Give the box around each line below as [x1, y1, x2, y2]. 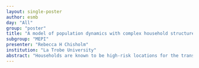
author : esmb [6, 14, 38, 20]
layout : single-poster [6, 8, 62, 15]
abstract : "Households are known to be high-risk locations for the [6, 53, 179, 59]
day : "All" [6, 20, 33, 25]
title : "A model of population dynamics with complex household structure [6, 31, 195, 37]
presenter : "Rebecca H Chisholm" [6, 42, 89, 48]
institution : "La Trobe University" [6, 47, 97, 53]
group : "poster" [6, 25, 46, 31]
